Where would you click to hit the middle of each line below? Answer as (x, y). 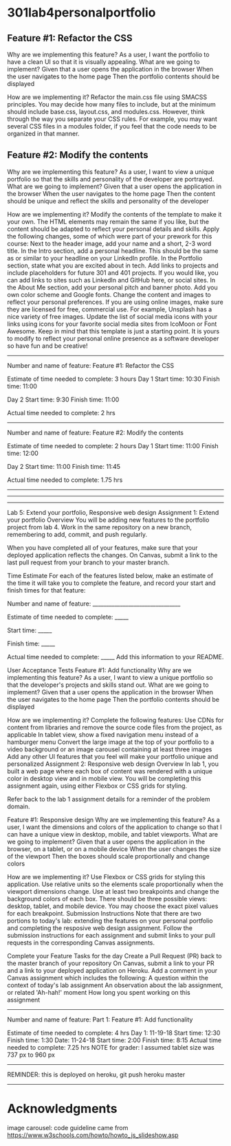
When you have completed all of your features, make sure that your (102, 547)
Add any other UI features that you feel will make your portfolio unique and (113, 756)
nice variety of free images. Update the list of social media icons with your (112, 316)
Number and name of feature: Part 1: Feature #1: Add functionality (100, 1020)
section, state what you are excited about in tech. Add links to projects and (113, 265)
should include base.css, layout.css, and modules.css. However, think (106, 112)
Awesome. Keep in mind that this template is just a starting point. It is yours (113, 331)
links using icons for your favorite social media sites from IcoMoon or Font (112, 324)
